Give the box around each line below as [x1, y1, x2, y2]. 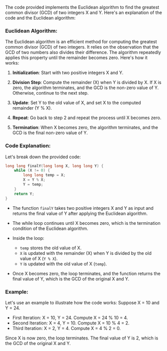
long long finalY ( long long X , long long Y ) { [5, 163, 104, 168]
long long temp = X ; [23, 173, 66, 178]
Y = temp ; [23, 182, 43, 187]
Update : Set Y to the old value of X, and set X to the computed [12, 100, 141, 106]
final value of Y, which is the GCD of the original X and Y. [12, 275, 130, 282]
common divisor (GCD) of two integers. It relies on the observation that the [5, 44, 159, 50]
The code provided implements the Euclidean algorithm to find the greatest [5, 5, 160, 10]
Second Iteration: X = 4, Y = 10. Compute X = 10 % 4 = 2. [12, 320, 130, 326]
